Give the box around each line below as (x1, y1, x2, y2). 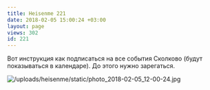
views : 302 (7, 29, 39, 36)
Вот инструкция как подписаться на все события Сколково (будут (7, 54, 203, 63)
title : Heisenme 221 (7, 10, 67, 17)
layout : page (7, 23, 45, 30)
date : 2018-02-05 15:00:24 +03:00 (7, 16, 107, 23)
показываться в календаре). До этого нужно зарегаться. (7, 62, 176, 70)
